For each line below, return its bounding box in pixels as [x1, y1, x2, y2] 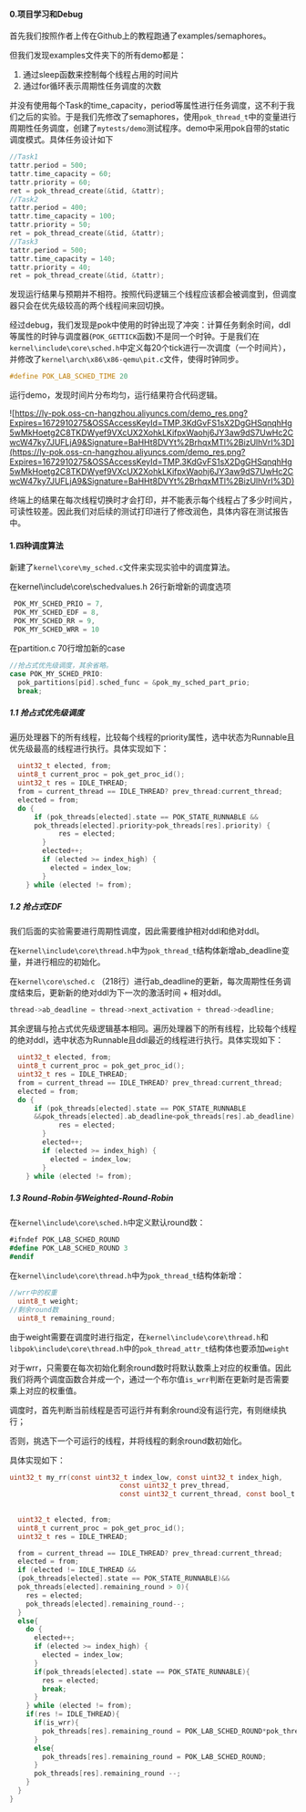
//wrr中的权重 [9, 1288, 57, 1297]
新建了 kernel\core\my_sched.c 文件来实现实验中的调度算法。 [9, 562, 235, 573]
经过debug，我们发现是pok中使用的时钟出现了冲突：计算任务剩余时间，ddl [9, 319, 291, 330]
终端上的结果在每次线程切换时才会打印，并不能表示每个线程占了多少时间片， [9, 495, 297, 505]
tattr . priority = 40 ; [9, 263, 92, 272]
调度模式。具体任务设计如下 [9, 134, 114, 145]
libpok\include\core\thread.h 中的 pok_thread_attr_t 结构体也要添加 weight [9, 1342, 290, 1354]
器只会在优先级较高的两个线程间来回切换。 [9, 300, 169, 311]
